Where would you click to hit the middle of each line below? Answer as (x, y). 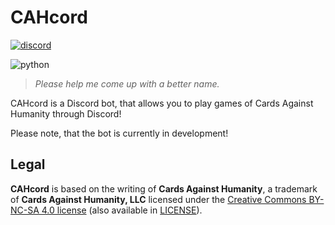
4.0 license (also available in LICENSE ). (122, 210)
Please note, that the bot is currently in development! (119, 133)
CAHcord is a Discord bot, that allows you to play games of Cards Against (162, 103)
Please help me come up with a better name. (127, 83)
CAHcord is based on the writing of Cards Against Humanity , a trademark (164, 188)
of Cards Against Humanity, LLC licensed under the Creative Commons (158, 199)
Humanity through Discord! (66, 113)
